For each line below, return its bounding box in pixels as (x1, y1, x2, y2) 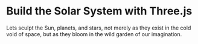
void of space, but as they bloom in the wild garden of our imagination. (6, 30, 182, 37)
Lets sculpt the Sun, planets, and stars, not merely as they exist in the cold (6, 24, 191, 31)
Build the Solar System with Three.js (6, 4, 193, 18)
